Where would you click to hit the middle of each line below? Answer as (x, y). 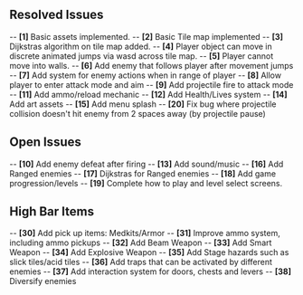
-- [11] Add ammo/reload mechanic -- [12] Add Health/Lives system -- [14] (148, 94)
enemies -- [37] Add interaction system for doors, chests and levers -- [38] (151, 271)
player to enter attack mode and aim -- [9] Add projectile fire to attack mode (151, 84)
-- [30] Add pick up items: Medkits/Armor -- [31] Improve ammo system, (145, 233)
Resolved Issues (57, 15)
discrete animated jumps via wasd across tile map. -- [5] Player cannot (142, 56)
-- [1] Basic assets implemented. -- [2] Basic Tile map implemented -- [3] (146, 36)
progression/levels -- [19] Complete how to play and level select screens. (146, 183)
